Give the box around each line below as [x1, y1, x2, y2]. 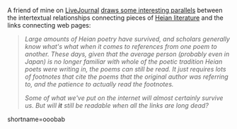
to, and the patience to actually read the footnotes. [24, 80, 174, 88]
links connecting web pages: [7, 21, 91, 29]
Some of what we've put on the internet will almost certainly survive [24, 94, 224, 102]
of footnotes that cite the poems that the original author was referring [24, 72, 229, 81]
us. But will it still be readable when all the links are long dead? [24, 101, 209, 109]
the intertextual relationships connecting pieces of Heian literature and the [7, 13, 224, 22]
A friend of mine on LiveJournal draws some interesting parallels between [7, 6, 223, 14]
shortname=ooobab [7, 115, 66, 123]
